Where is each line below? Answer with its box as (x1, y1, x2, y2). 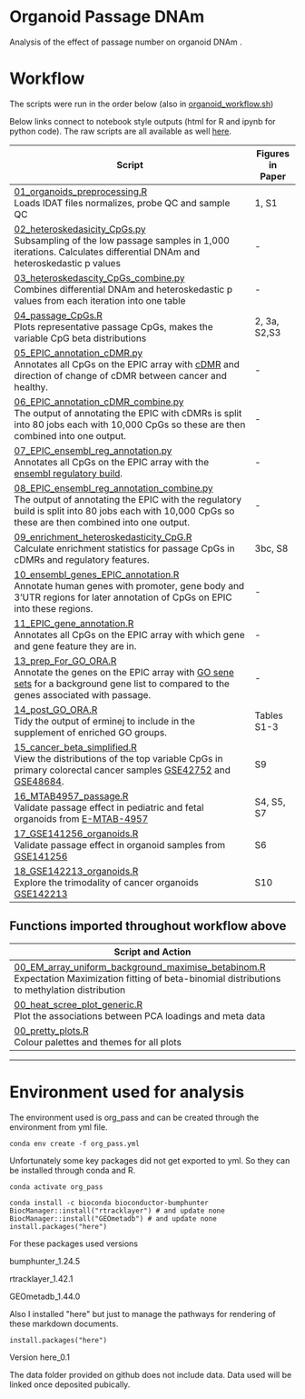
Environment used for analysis (9, 1082, 245, 1102)
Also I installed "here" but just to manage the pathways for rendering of (9, 1308, 277, 1319)
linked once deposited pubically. (9, 1379, 131, 1390)
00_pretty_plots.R (14, 1024, 89, 1037)
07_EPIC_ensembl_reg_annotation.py (14, 444, 172, 456)
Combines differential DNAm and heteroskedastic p (14, 283, 233, 295)
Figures (255, 147, 290, 160)
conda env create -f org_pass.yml (9, 1139, 141, 1148)
